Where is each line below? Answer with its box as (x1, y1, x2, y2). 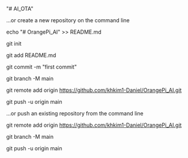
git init (6, 40, 22, 47)
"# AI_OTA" (6, 5, 34, 12)
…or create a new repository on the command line (6, 17, 130, 23)
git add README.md (6, 52, 56, 59)
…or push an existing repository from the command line (6, 110, 144, 117)
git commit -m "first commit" (6, 63, 77, 70)
